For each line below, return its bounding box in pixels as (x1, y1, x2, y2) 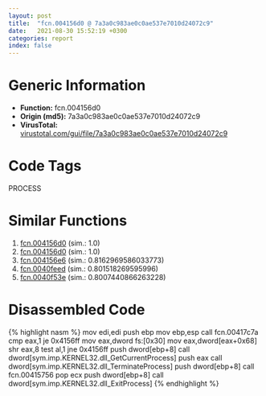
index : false (8, 42, 52, 50)
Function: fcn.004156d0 (19, 103, 101, 113)
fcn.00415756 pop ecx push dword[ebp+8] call (8, 369, 165, 379)
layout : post (8, 11, 52, 20)
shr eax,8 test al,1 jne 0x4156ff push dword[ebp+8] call (8, 344, 190, 354)
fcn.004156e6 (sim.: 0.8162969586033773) (19, 255, 165, 265)
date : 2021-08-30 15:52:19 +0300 (8, 27, 128, 35)
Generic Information (8, 76, 146, 95)
